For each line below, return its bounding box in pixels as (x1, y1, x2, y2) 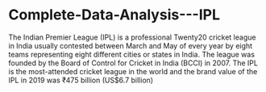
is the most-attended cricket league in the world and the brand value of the (8, 66, 258, 76)
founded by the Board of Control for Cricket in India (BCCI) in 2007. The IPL (8, 58, 258, 68)
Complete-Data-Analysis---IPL (8, 6, 220, 24)
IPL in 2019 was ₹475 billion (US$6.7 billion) (8, 75, 154, 85)
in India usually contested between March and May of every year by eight (8, 40, 252, 50)
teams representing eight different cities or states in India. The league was (8, 49, 256, 59)
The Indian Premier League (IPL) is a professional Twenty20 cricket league (8, 32, 256, 42)
